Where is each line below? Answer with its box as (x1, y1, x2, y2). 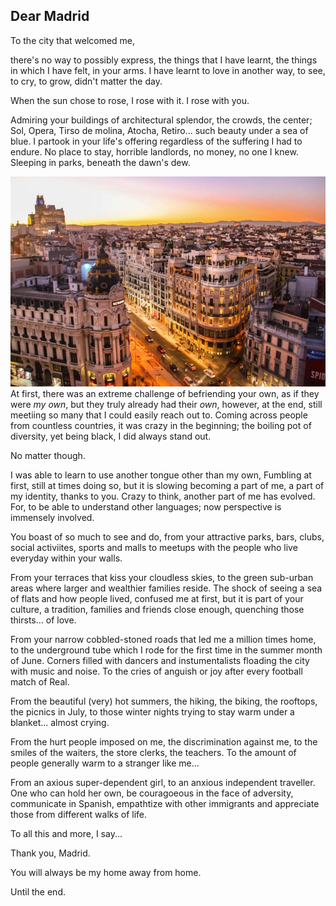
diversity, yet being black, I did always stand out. (10, 430, 212, 442)
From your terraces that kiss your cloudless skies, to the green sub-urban (10, 571, 314, 583)
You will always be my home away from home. (10, 866, 202, 878)
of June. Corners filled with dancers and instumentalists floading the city (10, 654, 310, 666)
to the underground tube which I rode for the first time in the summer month (10, 644, 323, 656)
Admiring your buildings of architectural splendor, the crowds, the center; (10, 114, 313, 126)
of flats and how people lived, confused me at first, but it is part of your (10, 592, 304, 604)
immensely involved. (10, 511, 95, 523)
